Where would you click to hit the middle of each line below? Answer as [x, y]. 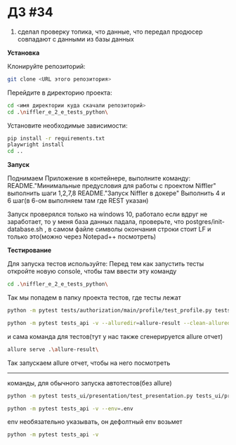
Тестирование [29, 251]
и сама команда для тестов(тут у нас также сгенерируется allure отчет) [115, 336]
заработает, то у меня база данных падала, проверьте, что [96, 222]
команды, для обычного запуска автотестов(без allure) [90, 383]
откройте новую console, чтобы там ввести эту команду [92, 272]
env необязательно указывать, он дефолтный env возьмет [95, 422]
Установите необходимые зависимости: [67, 125]
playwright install [36, 145]
